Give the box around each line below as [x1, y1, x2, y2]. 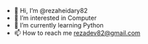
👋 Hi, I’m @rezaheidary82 [13, 7, 88, 14]
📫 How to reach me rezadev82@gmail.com [13, 29, 141, 37]
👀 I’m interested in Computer [13, 14, 97, 22]
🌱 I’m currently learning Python [13, 21, 104, 29]
